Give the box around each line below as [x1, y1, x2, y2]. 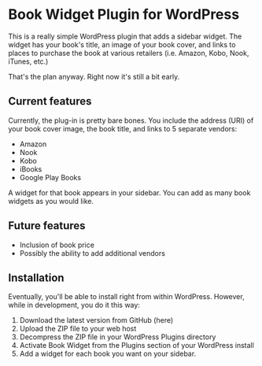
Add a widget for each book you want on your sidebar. [19, 349, 197, 359]
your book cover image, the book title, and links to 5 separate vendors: [8, 124, 238, 133]
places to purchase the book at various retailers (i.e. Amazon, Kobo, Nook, [8, 48, 249, 57]
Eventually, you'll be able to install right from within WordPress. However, [8, 292, 245, 301]
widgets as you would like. [8, 196, 94, 205]
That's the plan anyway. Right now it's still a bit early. [8, 72, 180, 81]
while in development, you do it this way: [8, 301, 140, 310]
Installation [8, 271, 65, 284]
